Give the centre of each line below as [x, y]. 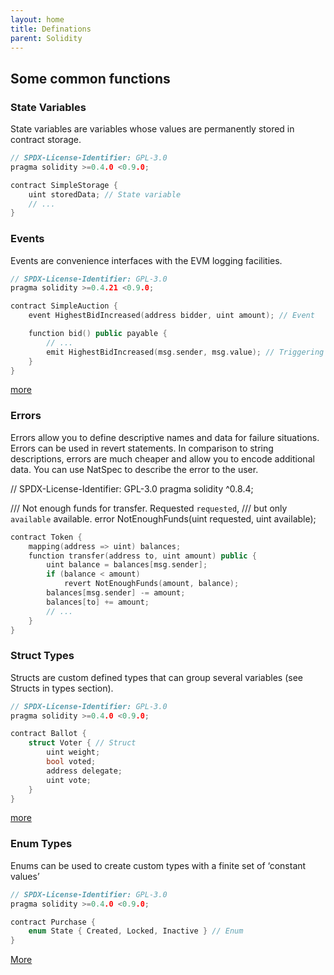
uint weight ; [73, 752]
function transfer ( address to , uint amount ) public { [142, 556]
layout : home [37, 19]
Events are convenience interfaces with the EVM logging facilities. [146, 260]
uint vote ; [69, 780]
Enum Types [41, 844]
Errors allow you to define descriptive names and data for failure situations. [165, 437]
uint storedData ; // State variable [105, 194]
